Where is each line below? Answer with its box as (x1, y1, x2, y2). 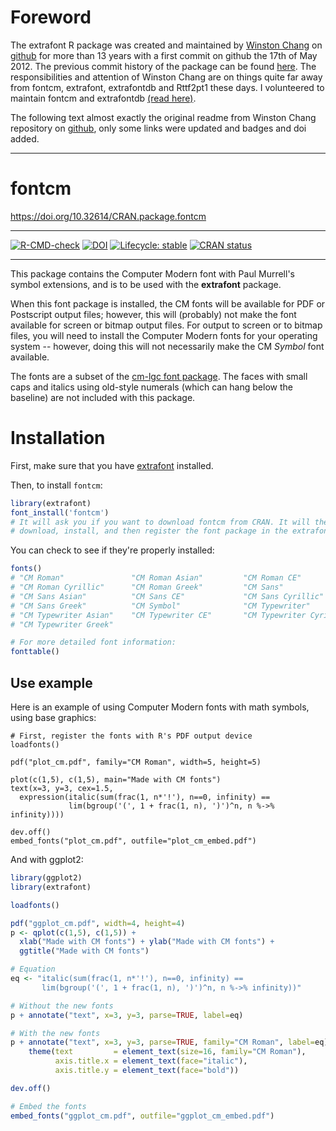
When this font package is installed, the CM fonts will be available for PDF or (10, 297, 326, 310)
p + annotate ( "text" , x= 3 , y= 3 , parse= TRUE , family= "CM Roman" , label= (10, 1037, 315, 1048)
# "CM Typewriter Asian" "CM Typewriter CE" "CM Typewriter (10, 610, 307, 620)
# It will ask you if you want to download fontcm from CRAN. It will (10, 517, 311, 527)
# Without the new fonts (10, 1001, 114, 1011)
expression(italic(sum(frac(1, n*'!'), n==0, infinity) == (19, 792, 271, 802)
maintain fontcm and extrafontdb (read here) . (10, 92, 197, 104)
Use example (10, 674, 93, 691)
